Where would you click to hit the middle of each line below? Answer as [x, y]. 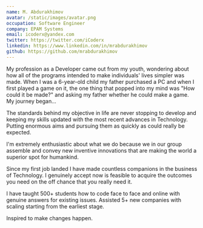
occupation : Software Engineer [46, 23]
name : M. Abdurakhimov [35, 12]
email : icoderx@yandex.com [40, 35]
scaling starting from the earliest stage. [55, 206]
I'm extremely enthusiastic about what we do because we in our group [94, 144]
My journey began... [31, 101]
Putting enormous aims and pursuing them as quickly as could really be [95, 126]
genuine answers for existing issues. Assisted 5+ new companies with [94, 200]
